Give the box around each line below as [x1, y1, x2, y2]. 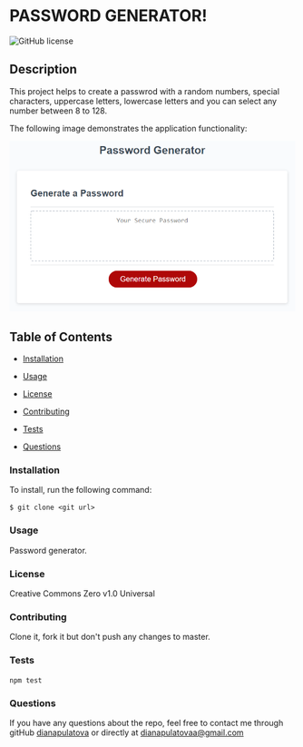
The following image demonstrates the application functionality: [9, 123, 248, 133]
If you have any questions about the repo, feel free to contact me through [9, 717, 284, 728]
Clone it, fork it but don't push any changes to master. [9, 632, 210, 643]
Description [9, 62, 77, 77]
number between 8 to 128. [9, 105, 107, 116]
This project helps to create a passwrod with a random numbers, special [9, 85, 279, 96]
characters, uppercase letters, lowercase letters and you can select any [9, 95, 278, 106]
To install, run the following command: [9, 485, 152, 496]
